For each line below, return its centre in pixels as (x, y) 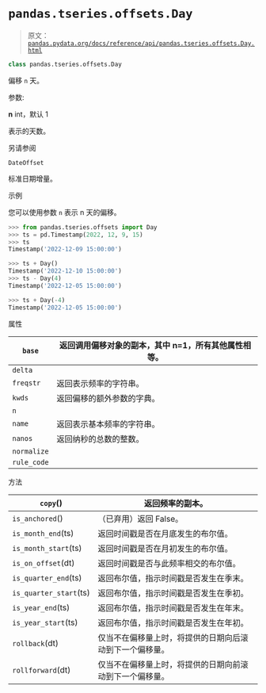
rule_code (30, 462)
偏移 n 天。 (26, 80)
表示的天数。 (29, 131)
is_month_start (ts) (47, 548)
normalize (30, 451)
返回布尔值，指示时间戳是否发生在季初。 (173, 593)
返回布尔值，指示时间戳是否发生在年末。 (173, 607)
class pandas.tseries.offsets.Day (65, 64)
